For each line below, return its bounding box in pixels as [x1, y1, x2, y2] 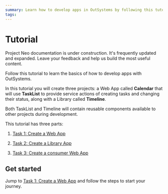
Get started [5, 164, 41, 173]
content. [5, 61, 22, 67]
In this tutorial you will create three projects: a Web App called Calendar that [5, 86, 163, 92]
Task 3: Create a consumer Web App [12, 150, 88, 156]
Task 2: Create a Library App [12, 140, 72, 146]
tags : [5, 12, 16, 17]
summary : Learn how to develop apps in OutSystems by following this [5, 7, 153, 13]
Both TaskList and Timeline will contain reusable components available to [5, 106, 156, 112]
